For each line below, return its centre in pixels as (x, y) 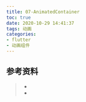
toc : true (19, 18)
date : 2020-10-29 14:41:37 (40, 23)
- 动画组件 (18, 46)
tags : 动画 (19, 29)
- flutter (19, 40)
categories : (21, 34)
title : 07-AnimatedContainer (43, 12)
